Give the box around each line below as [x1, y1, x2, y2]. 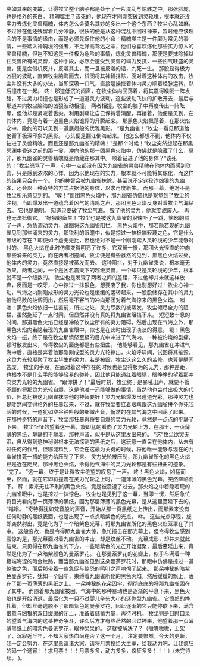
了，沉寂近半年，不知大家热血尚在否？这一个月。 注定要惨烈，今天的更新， [6, 632, 190, 639]
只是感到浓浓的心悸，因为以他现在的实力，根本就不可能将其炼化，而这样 [16, 170, 194, 176]
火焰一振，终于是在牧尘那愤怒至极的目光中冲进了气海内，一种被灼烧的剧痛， [6, 334, 194, 340]
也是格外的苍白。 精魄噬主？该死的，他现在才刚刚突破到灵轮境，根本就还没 [6, 13, 190, 20]
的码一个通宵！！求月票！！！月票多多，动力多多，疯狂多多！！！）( [6, 647, 176, 654]
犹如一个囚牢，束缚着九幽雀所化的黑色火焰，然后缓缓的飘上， [37, 573, 189, 579]
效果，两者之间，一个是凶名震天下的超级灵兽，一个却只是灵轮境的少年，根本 [6, 266, 194, 273]
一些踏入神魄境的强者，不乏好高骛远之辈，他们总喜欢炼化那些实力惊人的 [16, 42, 194, 50]
